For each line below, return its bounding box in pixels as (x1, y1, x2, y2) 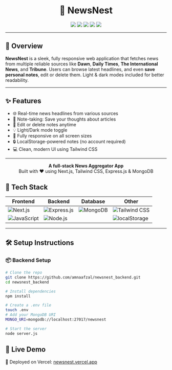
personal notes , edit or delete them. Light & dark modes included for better (5, 72, 165, 78)
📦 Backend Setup (5, 257, 51, 264)
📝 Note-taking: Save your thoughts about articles (12, 116, 116, 122)
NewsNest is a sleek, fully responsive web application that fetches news (5, 55, 159, 61)
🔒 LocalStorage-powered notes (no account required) (12, 138, 126, 145)
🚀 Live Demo (5, 345, 46, 354)
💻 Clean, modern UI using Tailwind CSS (12, 146, 98, 152)
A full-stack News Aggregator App (48, 163, 124, 169)
